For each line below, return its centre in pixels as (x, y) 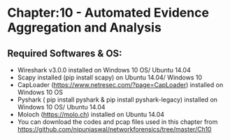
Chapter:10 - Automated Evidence (108, 13)
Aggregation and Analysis (85, 28)
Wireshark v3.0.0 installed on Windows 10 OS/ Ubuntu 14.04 (104, 70)
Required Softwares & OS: (65, 53)
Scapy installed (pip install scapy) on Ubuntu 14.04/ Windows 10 (110, 77)
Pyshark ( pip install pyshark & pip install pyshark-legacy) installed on (117, 100)
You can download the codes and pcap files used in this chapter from (117, 122)
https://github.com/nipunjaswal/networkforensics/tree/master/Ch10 (114, 129)
